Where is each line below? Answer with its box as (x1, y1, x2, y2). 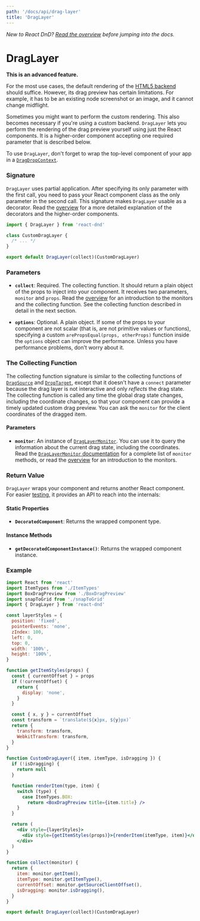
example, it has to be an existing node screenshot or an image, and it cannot (6, 95, 193, 102)
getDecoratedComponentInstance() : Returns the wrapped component (14, 544, 182, 552)
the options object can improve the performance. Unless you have (14, 338, 178, 345)
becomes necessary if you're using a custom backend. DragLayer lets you (6, 120, 187, 127)
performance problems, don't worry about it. (14, 344, 124, 351)
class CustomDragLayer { (6, 232, 68, 238)
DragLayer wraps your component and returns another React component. (6, 485, 186, 492)
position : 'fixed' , (11, 618, 60, 624)
